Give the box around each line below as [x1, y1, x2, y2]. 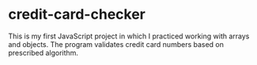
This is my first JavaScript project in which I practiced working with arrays [8, 31, 250, 41]
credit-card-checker [8, 5, 146, 23]
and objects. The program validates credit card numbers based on [8, 39, 224, 49]
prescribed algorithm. [8, 48, 79, 57]
